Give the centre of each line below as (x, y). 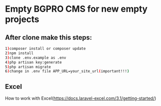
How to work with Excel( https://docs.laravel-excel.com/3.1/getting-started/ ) (81, 98)
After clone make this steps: (49, 37)
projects (22, 19)
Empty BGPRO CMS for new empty (76, 9)
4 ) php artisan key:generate (34, 62)
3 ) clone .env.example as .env (36, 58)
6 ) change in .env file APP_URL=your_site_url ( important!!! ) (67, 71)
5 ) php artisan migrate (28, 67)
